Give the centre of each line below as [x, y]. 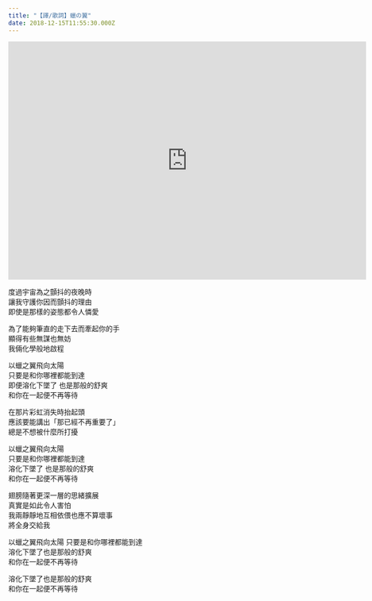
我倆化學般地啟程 [36, 348]
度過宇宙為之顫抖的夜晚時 [50, 291]
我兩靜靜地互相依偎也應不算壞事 [60, 515]
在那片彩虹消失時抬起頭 [46, 412]
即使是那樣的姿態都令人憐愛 [54, 311]
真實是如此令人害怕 [40, 505]
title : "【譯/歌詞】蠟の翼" [50, 15]
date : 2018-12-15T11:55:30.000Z [62, 23]
